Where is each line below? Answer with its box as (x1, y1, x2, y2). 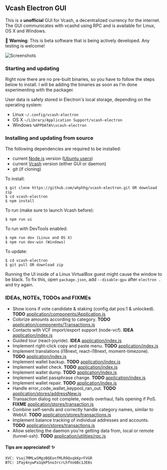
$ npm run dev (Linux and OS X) (5, 235, 72, 240)
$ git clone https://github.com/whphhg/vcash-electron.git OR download (5, 186, 157, 191)
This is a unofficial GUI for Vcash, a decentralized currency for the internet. (5, 17, 161, 23)
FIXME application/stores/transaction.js (12, 401, 94, 407)
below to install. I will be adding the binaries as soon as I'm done (5, 82, 138, 88)
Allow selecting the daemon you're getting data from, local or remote (12, 428, 154, 434)
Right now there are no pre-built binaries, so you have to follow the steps (5, 76, 155, 82)
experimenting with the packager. (5, 87, 74, 93)
